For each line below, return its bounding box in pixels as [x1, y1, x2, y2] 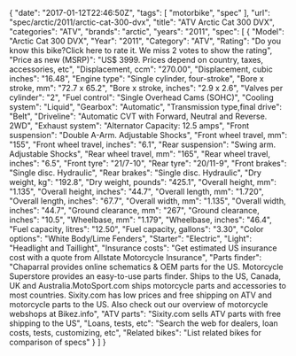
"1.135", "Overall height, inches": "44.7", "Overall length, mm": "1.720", [9, 186, 264, 197]
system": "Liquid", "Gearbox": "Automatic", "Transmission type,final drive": [9, 102, 282, 112]
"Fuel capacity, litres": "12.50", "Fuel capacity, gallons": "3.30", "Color [9, 224, 264, 234]
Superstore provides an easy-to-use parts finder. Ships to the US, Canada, [9, 271, 282, 282]
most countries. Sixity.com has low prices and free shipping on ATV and [9, 290, 272, 300]
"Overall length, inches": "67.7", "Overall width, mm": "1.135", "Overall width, [9, 196, 286, 206]
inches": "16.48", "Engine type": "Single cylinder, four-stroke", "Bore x [9, 74, 264, 83]
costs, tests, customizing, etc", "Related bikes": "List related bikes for [9, 328, 262, 337]
